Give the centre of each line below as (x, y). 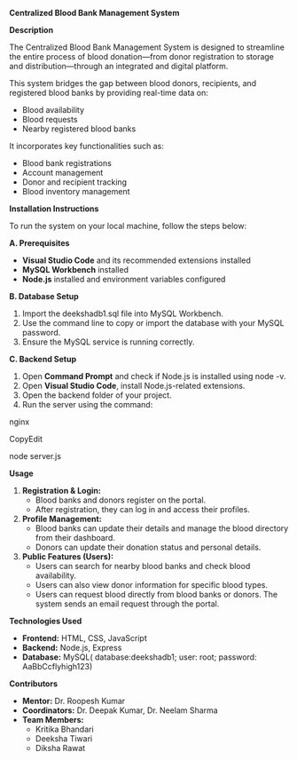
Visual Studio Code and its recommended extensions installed (136, 260)
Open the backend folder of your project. (97, 395)
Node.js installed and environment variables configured (124, 279)
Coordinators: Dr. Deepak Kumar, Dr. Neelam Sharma (120, 710)
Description (31, 30)
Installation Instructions (54, 209)
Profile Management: (62, 519)
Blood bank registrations (67, 163)
